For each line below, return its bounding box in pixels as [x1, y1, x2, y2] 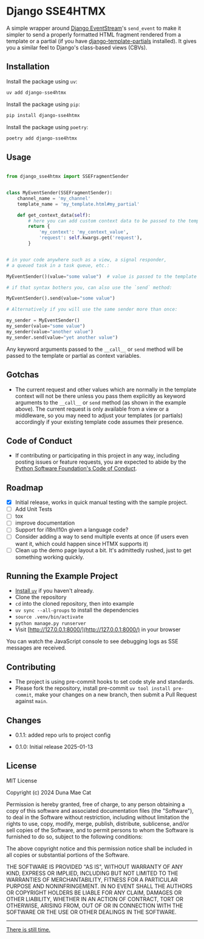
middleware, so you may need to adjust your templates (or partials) [15, 411, 183, 419]
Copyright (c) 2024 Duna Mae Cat [6, 788, 92, 796]
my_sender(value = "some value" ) [6, 323, 86, 330]
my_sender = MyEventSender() [6, 317, 80, 324]
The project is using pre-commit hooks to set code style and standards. [15, 678, 194, 686]
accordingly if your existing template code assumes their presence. [15, 418, 184, 425]
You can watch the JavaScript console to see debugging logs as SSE [6, 638, 178, 645]
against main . [15, 698, 48, 705]
